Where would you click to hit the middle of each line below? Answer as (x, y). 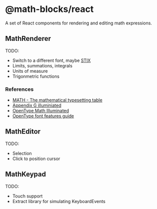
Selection (22, 153)
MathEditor (23, 131)
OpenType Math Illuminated (41, 111)
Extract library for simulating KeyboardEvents (59, 201)
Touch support (27, 196)
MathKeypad (26, 174)
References (19, 89)
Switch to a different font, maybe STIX (52, 60)
